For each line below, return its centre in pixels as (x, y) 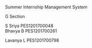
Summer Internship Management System (46, 7)
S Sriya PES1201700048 (29, 26)
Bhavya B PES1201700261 (31, 31)
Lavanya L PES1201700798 (32, 40)
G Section (15, 16)
